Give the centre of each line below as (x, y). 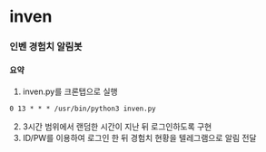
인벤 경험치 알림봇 (46, 47)
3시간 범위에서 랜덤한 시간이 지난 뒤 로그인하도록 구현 (117, 127)
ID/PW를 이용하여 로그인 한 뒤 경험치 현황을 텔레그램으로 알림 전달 (139, 138)
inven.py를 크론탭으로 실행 (70, 91)
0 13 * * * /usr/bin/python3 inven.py (83, 109)
